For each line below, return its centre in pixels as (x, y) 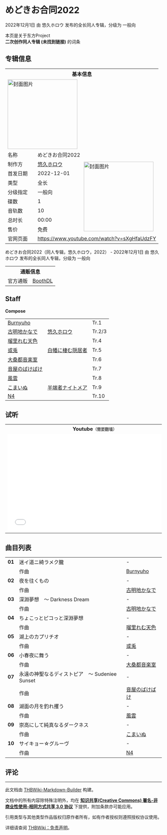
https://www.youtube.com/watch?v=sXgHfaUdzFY (97, 238)
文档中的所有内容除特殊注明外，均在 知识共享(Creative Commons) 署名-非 (82, 800)
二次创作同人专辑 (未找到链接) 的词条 (43, 42)
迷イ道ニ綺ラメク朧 (42, 562)
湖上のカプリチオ (39, 637)
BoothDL (43, 280)
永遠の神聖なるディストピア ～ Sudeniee (68, 674)
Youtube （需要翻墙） (95, 429)
